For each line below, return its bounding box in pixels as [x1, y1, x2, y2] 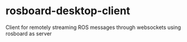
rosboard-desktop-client [5, 4, 131, 18]
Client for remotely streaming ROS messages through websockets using [5, 24, 181, 31]
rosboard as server [5, 30, 52, 37]
